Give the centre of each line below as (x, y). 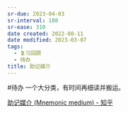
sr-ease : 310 (27, 27)
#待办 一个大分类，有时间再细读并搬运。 (66, 87)
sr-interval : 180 (33, 20)
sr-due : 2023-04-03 (36, 14)
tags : (15, 47)
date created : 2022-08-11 (45, 34)
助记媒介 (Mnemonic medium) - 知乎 (60, 102)
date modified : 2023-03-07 (47, 40)
